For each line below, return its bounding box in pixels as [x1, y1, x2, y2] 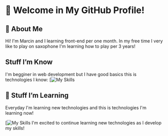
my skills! [5, 125, 25, 131]
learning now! [5, 110, 34, 116]
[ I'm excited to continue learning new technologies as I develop [5, 119, 162, 125]
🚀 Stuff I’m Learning [5, 91, 69, 100]
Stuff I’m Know [5, 58, 53, 66]
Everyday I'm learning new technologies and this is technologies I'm [5, 104, 147, 110]
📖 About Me [5, 25, 43, 33]
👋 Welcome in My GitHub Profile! [5, 5, 145, 16]
